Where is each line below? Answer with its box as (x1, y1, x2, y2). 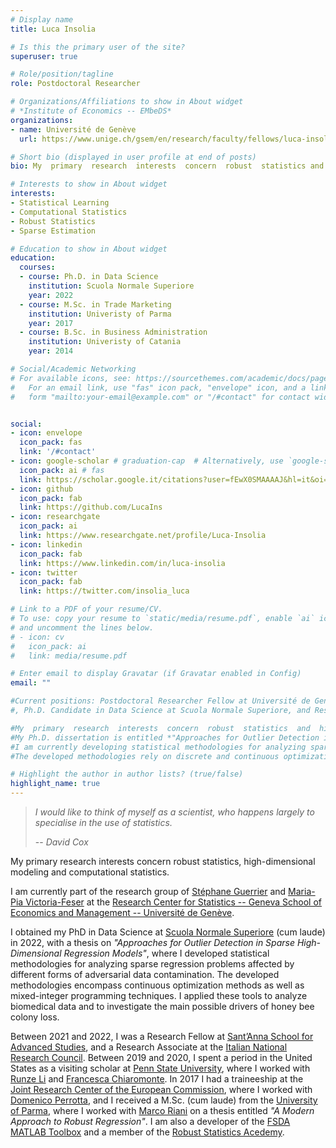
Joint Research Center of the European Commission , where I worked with (10, 1084, 313, 1095)
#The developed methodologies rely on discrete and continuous (10, 751, 280, 761)
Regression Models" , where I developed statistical (63, 947, 270, 959)
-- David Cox (34, 836, 89, 848)
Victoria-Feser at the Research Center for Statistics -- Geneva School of (25, 896, 322, 908)
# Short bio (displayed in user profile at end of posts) (10, 152, 257, 162)
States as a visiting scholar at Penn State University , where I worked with (10, 1062, 311, 1074)
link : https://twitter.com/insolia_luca (19, 586, 190, 596)
